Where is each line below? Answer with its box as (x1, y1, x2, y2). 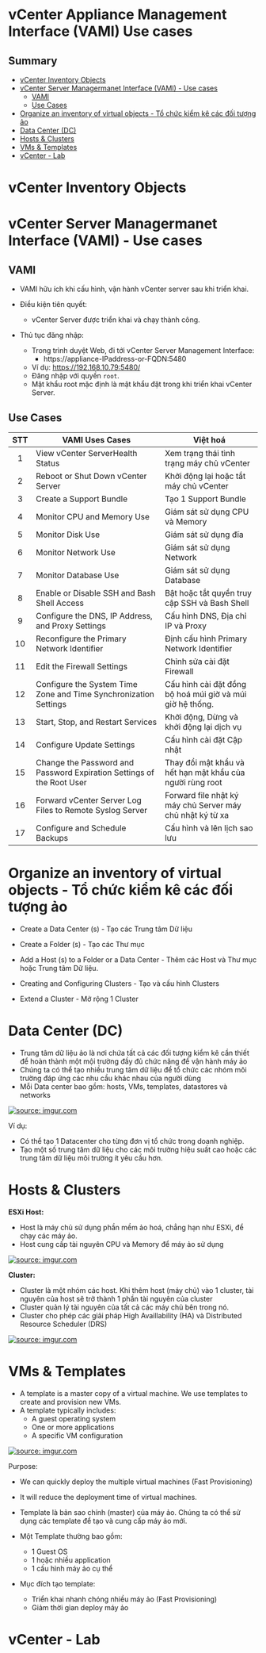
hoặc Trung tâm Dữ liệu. (19, 963, 99, 972)
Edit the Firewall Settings (35, 661, 128, 672)
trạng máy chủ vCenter (165, 458, 251, 469)
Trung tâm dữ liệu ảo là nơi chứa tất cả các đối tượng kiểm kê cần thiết (19, 1048, 249, 1057)
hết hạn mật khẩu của (165, 767, 245, 778)
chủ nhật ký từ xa (165, 810, 230, 820)
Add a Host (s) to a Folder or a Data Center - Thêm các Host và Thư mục (19, 954, 257, 965)
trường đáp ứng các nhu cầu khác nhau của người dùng (19, 1073, 202, 1083)
